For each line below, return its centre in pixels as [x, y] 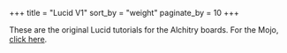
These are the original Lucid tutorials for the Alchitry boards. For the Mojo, [144, 30]
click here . [28, 39]
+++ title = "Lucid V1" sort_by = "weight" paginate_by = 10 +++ [125, 13]
